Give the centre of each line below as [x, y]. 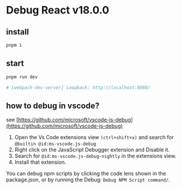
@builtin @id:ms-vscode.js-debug [55, 144]
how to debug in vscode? [53, 106]
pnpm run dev [22, 77]
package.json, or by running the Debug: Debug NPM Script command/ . [88, 180]
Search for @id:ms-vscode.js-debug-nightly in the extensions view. [95, 156]
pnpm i [14, 45]
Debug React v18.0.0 [58, 10]
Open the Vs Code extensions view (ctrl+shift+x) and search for [94, 138]
